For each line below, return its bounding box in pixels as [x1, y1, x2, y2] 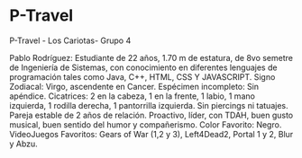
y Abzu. [9, 138, 38, 149]
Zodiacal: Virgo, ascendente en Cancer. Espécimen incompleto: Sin [9, 81, 260, 92]
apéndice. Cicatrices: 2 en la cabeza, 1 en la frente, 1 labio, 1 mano [9, 91, 255, 101]
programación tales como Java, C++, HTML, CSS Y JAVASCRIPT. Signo [9, 71, 276, 82]
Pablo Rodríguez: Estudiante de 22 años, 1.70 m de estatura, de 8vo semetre [9, 52, 293, 63]
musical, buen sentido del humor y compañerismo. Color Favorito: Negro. [9, 118, 282, 130]
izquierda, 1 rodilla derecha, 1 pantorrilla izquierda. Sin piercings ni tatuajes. [9, 100, 288, 110]
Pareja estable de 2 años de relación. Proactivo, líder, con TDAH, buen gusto [9, 110, 294, 120]
